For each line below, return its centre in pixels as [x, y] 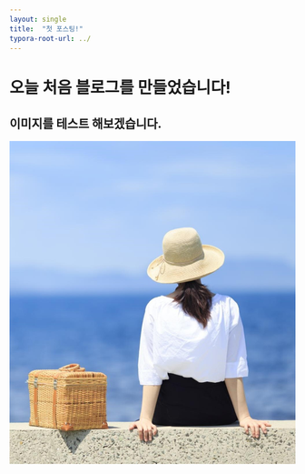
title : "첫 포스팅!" [46, 29]
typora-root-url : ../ [50, 38]
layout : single [38, 19]
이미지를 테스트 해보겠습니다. [86, 123]
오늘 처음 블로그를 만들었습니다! [120, 87]
